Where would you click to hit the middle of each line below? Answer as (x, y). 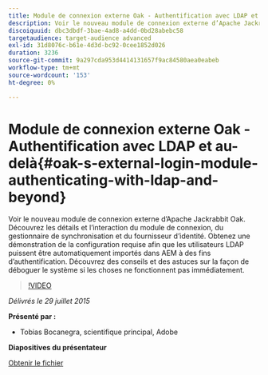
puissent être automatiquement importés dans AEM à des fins (110, 253)
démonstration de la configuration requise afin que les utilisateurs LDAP (126, 245)
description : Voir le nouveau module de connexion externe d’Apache (124, 23)
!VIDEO (39, 285)
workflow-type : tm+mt (44, 68)
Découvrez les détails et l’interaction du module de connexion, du (116, 228)
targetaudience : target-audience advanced (80, 38)
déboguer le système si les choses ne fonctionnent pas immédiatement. (126, 270)
